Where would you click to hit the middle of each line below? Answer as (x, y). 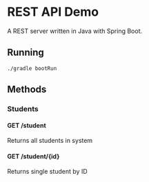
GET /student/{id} (33, 156)
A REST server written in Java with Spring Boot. (75, 31)
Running (26, 53)
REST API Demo (53, 12)
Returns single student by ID (47, 172)
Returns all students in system (50, 141)
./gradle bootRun (32, 68)
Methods (27, 90)
